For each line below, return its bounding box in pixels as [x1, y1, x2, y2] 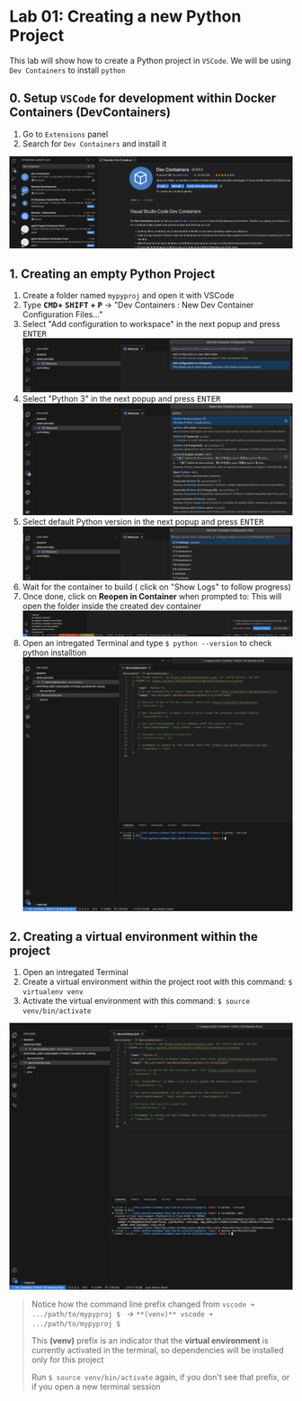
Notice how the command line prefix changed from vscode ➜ [31, 1299, 254, 1309]
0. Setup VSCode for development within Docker [9, 91, 277, 106]
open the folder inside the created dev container [22, 600, 202, 611]
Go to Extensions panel [22, 129, 109, 139]
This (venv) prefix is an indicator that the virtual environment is [31, 1334, 269, 1345]
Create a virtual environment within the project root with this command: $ [22, 977, 293, 988]
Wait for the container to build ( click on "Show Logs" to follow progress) [22, 581, 292, 592]
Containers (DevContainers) [9, 105, 171, 120]
